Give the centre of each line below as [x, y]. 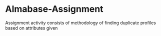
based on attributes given [31, 28]
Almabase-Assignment [54, 9]
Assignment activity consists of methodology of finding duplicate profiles [80, 23]
